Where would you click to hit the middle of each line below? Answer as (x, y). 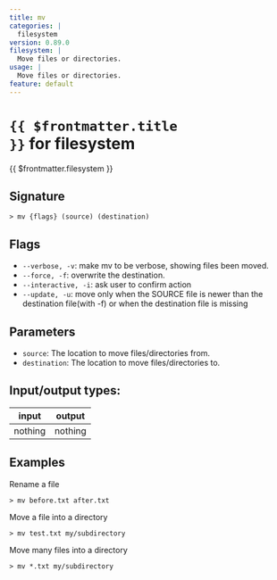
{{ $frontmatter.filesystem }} (61, 168)
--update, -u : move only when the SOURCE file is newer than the (143, 294)
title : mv (28, 17)
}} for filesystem (72, 143)
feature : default (42, 84)
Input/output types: (65, 390)
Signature (37, 196)
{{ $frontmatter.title (93, 126)
